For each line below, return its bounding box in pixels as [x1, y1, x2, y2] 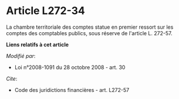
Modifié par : [6, 52, 36, 59]
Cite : [6, 75, 18, 82]
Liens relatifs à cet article [6, 41, 69, 48]
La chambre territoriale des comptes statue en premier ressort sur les [6, 23, 174, 30]
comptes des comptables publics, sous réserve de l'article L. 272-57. [6, 29, 173, 36]
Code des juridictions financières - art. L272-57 [14, 86, 130, 93]
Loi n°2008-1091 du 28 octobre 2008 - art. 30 [14, 63, 126, 71]
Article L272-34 [6, 4, 85, 18]
